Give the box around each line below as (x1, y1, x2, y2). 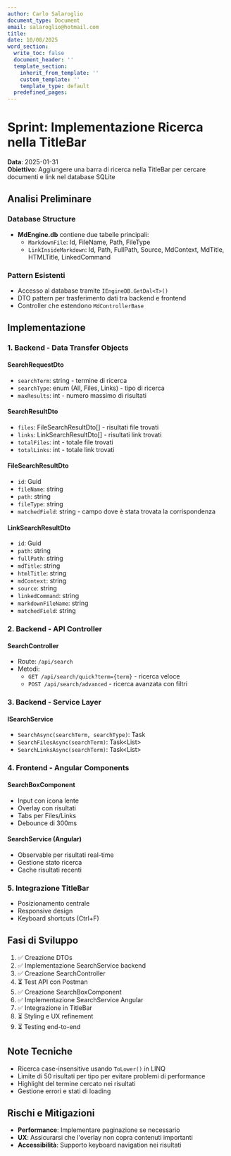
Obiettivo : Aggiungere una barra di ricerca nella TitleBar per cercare (7, 165, 206, 174)
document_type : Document (7, 17, 80, 24)
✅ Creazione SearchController (17, 969, 106, 978)
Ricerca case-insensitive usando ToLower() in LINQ (17, 1064, 166, 1073)
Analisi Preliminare (7, 193, 92, 205)
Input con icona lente (17, 796, 80, 805)
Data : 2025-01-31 (7, 158, 58, 166)
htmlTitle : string (17, 569, 67, 578)
